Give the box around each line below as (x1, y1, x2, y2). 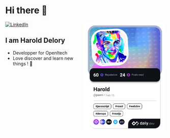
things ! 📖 (12, 61, 33, 67)
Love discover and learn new (12, 55, 74, 61)
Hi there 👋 (5, 5, 47, 16)
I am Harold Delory (5, 36, 65, 45)
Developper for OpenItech (12, 49, 68, 56)
